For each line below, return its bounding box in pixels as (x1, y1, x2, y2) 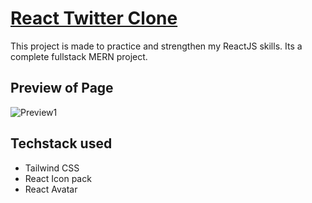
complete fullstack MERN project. (10, 50, 148, 62)
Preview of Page (10, 80, 114, 97)
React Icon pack (24, 172, 92, 184)
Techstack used (10, 135, 113, 152)
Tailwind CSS (24, 162, 80, 174)
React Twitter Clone (10, 7, 178, 30)
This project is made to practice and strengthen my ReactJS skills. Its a (10, 40, 303, 52)
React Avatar (24, 183, 78, 195)
